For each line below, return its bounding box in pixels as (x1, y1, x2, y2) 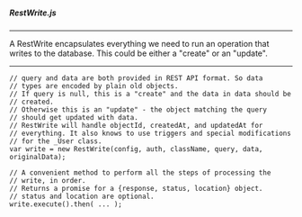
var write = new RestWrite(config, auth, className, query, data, (9, 144, 263, 153)
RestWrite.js (9, 7, 57, 18)
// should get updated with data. (9, 113, 139, 122)
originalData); (9, 152, 67, 161)
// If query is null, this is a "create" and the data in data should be (9, 89, 292, 98)
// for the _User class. (9, 136, 102, 146)
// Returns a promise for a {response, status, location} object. (9, 184, 263, 193)
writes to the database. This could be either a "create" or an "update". (9, 48, 268, 59)
